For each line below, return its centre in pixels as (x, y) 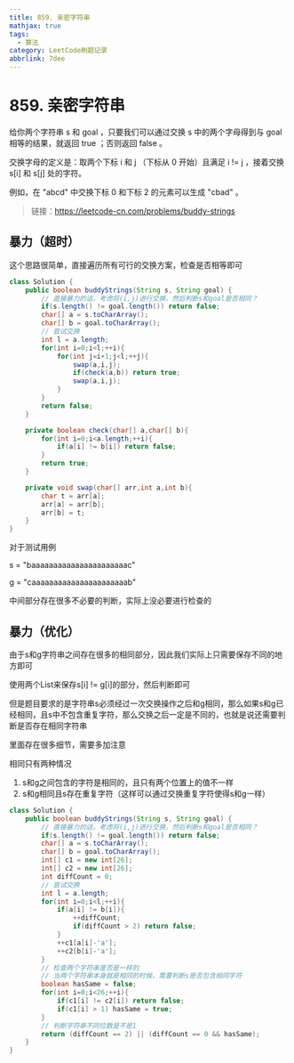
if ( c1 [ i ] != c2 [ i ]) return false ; (120, 1001)
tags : (19, 34)
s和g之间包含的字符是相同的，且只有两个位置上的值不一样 (127, 782)
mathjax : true (36, 26)
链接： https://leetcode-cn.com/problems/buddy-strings (133, 211)
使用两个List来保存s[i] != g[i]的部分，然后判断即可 (100, 684)
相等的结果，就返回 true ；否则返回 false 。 (88, 142)
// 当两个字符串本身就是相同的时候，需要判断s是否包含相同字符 (142, 976)
